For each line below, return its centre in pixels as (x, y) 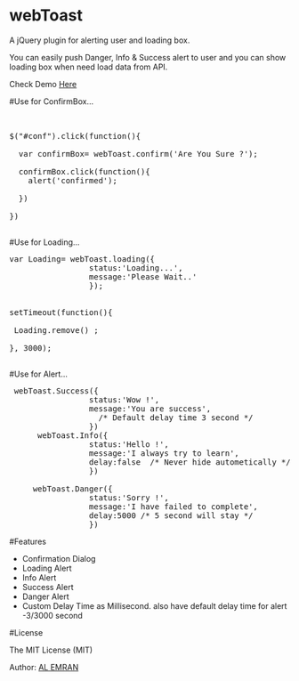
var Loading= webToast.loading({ (82, 259)
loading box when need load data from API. (89, 67)
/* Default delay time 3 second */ (176, 418)
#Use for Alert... (39, 374)
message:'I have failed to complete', (173, 507)
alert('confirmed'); (73, 180)
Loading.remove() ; (57, 330)
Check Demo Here (43, 84)
